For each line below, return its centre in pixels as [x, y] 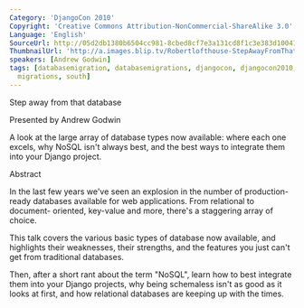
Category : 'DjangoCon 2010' [62, 18]
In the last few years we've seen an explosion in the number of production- [149, 191]
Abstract [25, 173]
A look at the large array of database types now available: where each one [148, 137]
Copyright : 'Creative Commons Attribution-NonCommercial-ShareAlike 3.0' [152, 26]
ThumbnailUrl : [36, 51]
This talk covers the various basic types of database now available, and [142, 238]
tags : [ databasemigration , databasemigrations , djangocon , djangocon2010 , [153, 69]
